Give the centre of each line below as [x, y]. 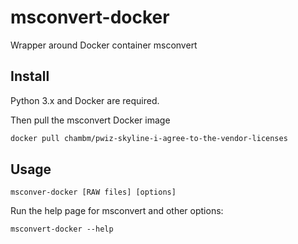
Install [30, 76]
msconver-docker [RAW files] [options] [93, 192]
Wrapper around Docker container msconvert [104, 45]
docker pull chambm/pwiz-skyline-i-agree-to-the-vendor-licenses [149, 138]
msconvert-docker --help [62, 229]
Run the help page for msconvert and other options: [117, 211]
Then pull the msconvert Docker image [90, 120]
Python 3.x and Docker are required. [85, 100]
